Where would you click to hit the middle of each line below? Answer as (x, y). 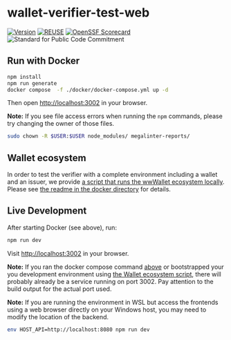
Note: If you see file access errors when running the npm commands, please (115, 116)
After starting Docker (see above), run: (62, 227)
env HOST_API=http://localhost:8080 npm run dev (78, 330)
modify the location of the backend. (58, 317)
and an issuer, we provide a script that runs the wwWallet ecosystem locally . (116, 182)
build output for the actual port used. (59, 289)
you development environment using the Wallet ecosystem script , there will (114, 274)
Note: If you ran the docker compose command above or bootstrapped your (116, 267)
